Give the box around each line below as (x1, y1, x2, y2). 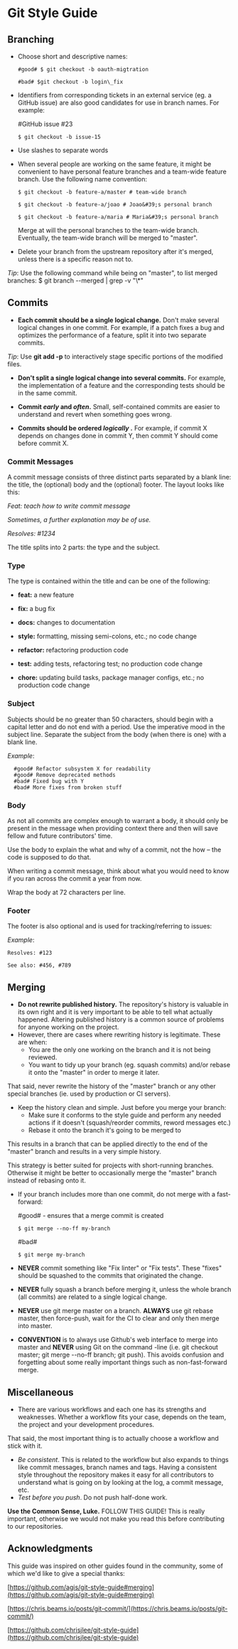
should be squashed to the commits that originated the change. (17, 1271, 204, 1280)
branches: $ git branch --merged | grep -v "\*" (7, 276, 144, 285)
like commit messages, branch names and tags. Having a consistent (17, 1463, 217, 1471)
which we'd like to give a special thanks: (7, 1569, 126, 1577)
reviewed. (28, 1053, 58, 1061)
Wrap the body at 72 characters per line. (7, 888, 126, 896)
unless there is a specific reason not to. (17, 255, 134, 263)
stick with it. (7, 1441, 43, 1450)
